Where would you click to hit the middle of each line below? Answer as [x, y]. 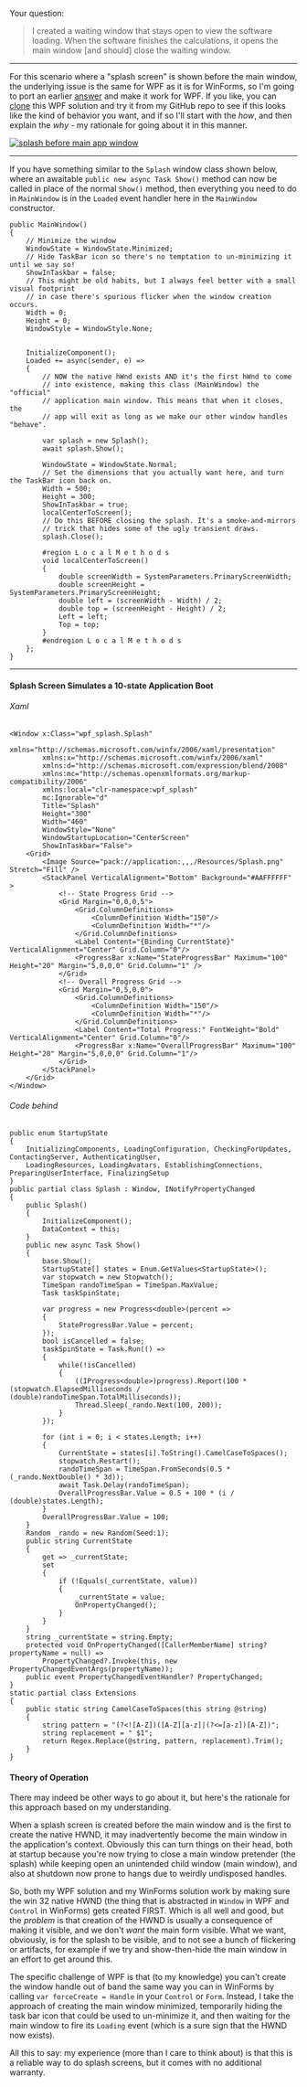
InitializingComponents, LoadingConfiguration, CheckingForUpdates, [159, 1149]
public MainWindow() [49, 225]
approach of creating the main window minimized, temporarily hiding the [146, 2007]
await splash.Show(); [84, 449]
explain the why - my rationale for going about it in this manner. [129, 125]
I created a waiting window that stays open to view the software [152, 31]
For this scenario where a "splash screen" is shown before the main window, [153, 76]
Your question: [37, 13]
